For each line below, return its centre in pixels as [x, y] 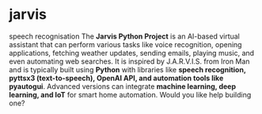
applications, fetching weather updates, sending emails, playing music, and [132, 53]
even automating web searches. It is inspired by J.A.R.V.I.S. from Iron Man [129, 61]
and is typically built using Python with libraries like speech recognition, [127, 69]
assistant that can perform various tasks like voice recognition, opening [125, 44]
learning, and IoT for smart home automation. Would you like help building [130, 94]
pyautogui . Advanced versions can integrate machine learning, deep [123, 86]
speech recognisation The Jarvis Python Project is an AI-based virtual [124, 36]
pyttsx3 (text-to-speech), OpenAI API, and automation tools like [116, 78]
